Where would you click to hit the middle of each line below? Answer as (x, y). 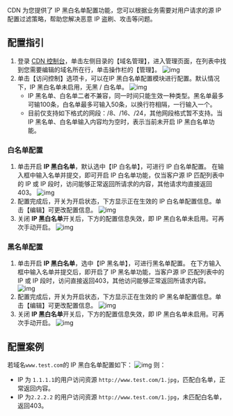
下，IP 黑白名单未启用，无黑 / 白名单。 (73, 87)
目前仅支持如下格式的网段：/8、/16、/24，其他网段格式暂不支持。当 (125, 113)
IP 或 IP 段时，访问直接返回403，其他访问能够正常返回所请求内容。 (113, 281)
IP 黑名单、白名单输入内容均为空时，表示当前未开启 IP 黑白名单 (118, 122)
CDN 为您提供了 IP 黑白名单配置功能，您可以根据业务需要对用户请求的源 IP (114, 10)
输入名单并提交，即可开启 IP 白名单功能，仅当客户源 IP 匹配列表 (127, 175)
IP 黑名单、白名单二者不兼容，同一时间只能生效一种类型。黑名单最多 (126, 95)
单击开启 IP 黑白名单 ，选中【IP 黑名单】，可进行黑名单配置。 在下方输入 (119, 263)
